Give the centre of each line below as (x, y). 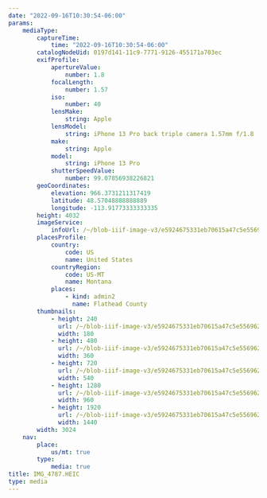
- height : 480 (74, 341)
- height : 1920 (76, 408)
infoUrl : (65, 230)
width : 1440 (78, 422)
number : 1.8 (85, 75)
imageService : (60, 223)
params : (21, 23)
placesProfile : (62, 238)
